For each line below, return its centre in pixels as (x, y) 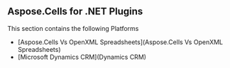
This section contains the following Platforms (73, 28)
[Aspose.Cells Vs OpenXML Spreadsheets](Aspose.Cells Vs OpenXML (120, 42)
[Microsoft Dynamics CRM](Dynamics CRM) (82, 57)
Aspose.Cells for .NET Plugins (75, 12)
